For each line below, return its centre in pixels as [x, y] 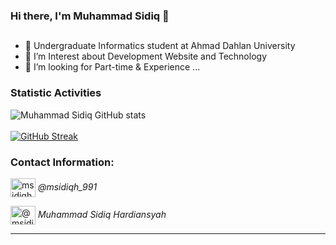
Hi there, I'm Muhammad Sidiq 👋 [90, 16]
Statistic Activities [56, 93]
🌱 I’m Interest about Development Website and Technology [145, 56]
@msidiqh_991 [67, 186]
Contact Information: [62, 162]
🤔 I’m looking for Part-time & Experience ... [112, 67]
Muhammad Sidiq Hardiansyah [102, 214]
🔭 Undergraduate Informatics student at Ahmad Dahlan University [160, 46]
